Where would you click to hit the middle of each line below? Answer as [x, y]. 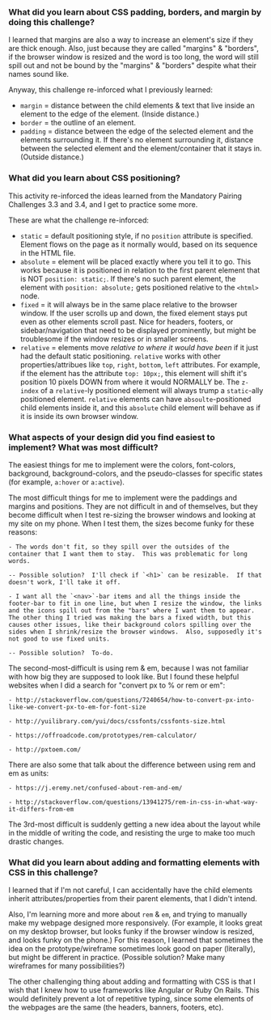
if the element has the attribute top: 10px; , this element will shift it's [133, 373]
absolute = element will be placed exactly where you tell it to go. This [135, 261]
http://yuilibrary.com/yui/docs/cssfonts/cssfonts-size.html [121, 721]
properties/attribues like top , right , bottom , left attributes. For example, [140, 364]
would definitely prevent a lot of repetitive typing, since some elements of [131, 999]
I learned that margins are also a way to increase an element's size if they [131, 40]
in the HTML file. [48, 252]
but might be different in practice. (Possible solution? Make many [116, 958]
